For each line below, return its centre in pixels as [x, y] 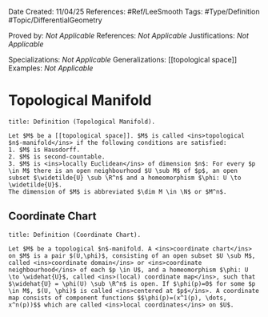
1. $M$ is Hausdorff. [44, 150]
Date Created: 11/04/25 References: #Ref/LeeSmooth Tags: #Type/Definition [134, 12]
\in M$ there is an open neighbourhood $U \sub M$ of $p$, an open [123, 171]
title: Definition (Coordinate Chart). [75, 235]
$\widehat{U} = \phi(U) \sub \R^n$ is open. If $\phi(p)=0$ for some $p [132, 283]
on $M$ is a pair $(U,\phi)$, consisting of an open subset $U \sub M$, [132, 255]
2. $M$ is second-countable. [57, 156]
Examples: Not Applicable [51, 68]
